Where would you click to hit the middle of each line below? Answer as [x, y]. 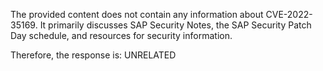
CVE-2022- [289, 14]
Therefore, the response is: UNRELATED [93, 55]
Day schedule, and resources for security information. [121, 35]
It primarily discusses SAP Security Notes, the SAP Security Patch [175, 25]
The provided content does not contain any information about [137, 14]
